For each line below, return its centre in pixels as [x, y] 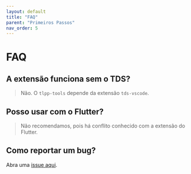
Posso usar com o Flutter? [55, 112]
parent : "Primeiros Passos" [41, 22]
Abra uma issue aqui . [32, 165]
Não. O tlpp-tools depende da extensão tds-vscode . [85, 93]
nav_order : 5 [22, 28]
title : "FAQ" [22, 17]
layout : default [26, 12]
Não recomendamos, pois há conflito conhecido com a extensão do [103, 126]
